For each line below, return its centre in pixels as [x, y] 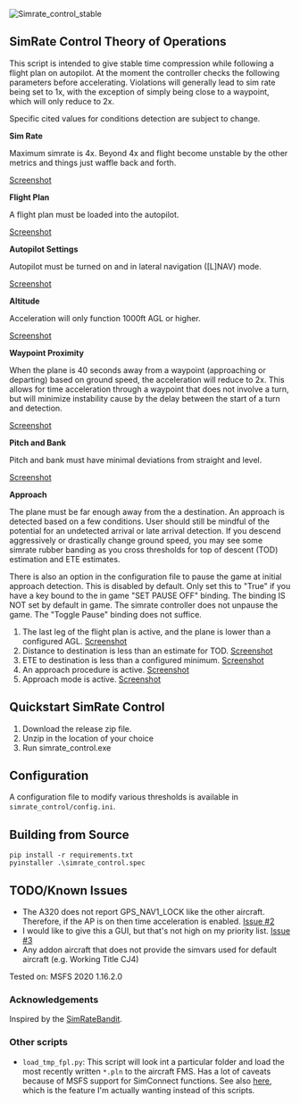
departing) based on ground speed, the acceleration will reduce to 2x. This [147, 379]
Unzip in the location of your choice [88, 738]
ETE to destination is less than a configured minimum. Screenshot [143, 660]
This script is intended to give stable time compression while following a [142, 63]
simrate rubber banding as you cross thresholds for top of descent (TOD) [144, 550]
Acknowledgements [54, 1000]
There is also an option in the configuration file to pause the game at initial [146, 577]
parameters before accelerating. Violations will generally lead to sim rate [142, 82]
